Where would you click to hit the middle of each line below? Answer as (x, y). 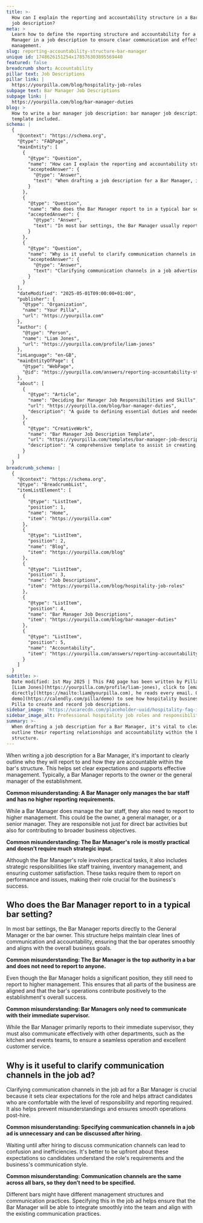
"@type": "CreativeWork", (61, 428)
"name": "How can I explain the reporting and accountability (108, 164)
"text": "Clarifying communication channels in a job (102, 271)
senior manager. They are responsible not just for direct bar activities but (97, 823)
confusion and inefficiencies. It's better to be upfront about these (88, 1152)
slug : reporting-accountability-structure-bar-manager (77, 51)
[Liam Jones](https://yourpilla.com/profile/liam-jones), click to (98, 687)
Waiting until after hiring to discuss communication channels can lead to (96, 1146)
